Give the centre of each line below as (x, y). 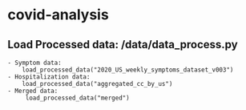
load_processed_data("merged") (77, 98)
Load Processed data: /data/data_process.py (123, 45)
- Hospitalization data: (49, 77)
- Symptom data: (34, 63)
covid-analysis (58, 15)
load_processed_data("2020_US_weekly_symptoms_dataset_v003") (128, 70)
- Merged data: (33, 91)
